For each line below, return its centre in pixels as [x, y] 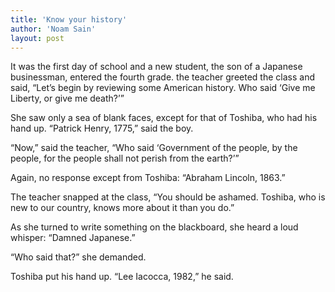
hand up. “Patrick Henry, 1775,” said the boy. [102, 128]
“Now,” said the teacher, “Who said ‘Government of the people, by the [154, 148]
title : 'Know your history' [69, 19]
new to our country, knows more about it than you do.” [122, 208]
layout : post [37, 38]
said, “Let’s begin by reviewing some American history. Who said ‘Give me [163, 88]
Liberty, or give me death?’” [67, 98]
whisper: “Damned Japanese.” [73, 238]
